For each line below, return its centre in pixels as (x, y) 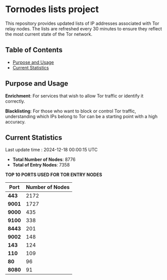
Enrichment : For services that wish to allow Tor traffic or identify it (74, 96)
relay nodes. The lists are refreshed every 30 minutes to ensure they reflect (84, 28)
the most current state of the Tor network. (49, 34)
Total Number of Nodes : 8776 (44, 159)
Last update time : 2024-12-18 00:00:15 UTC (51, 150)
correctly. (15, 101)
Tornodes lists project (52, 9)
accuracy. (16, 122)
